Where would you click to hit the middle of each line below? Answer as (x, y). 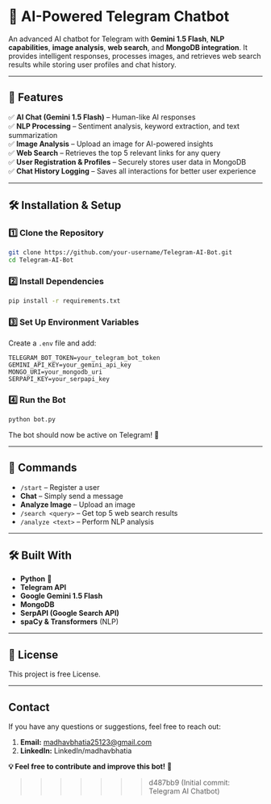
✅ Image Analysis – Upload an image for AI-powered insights (111, 144)
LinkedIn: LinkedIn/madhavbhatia (76, 751)
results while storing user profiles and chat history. (93, 65)
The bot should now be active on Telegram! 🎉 (84, 434)
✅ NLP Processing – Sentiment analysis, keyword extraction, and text (124, 126)
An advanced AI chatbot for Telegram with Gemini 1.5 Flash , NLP (117, 39)
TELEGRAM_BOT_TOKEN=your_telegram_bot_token (84, 358)
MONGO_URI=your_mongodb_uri (56, 372)
